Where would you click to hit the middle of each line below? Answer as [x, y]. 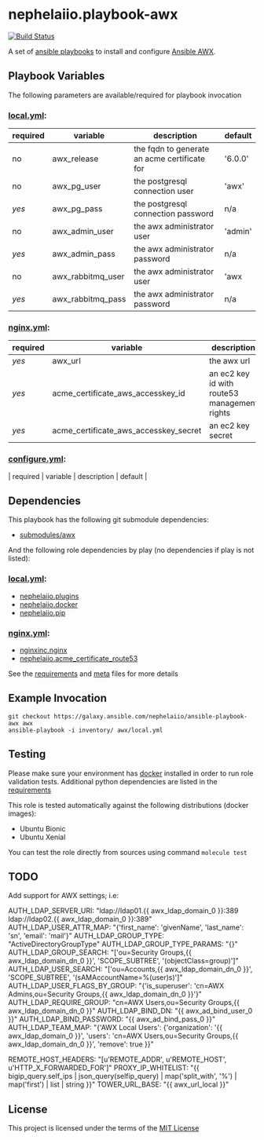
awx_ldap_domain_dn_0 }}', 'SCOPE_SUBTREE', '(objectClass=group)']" [123, 961]
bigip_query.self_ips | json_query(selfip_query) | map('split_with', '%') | [123, 1076]
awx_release [75, 159]
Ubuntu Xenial [42, 837]
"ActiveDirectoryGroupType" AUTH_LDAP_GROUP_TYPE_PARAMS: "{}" [123, 945]
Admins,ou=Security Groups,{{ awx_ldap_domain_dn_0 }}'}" [105, 994]
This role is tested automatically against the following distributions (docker [128, 805]
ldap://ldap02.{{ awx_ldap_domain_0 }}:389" [80, 919]
